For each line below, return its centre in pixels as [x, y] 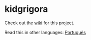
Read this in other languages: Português [45, 32]
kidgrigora [26, 9]
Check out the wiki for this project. [40, 23]
